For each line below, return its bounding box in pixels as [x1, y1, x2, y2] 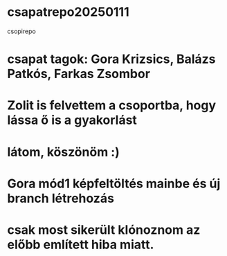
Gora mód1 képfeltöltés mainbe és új [7, 176, 221, 191]
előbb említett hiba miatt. [7, 237, 154, 253]
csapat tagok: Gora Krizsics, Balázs [7, 51, 216, 67]
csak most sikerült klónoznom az [7, 222, 201, 237]
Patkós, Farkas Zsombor [7, 66, 151, 82]
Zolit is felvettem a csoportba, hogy [7, 98, 217, 113]
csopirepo [7, 27, 36, 35]
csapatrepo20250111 [7, 4, 129, 20]
